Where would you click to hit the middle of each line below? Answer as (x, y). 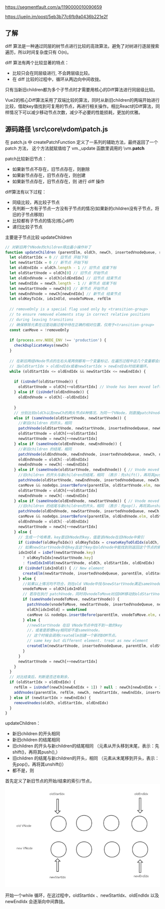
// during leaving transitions (41, 319)
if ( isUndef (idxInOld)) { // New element (61, 568)
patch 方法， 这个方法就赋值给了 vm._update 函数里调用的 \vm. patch (75, 148)
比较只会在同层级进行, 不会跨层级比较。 (52, 73)
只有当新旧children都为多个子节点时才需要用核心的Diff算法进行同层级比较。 (82, 89)
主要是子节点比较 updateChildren (39, 237)
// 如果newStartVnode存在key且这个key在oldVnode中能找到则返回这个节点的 (88, 548)
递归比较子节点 (27, 227)
